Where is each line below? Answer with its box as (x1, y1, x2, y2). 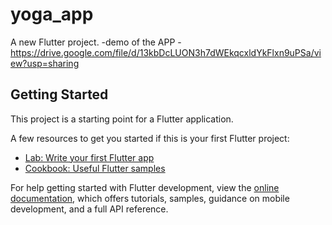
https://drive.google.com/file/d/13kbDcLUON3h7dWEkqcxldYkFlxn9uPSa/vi (10, 46, 322, 58)
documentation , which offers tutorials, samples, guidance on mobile (10, 192, 290, 204)
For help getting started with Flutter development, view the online (10, 181, 280, 193)
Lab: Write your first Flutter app (24, 151, 155, 163)
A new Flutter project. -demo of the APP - (10, 36, 182, 48)
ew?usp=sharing (10, 57, 80, 69)
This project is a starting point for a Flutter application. (10, 113, 234, 125)
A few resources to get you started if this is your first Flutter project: (10, 132, 290, 144)
